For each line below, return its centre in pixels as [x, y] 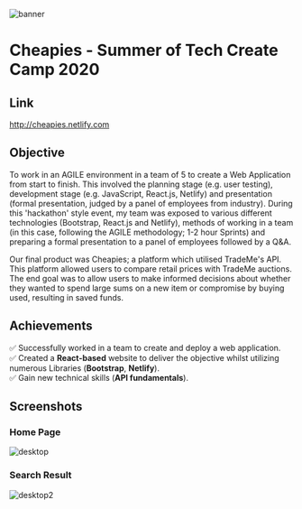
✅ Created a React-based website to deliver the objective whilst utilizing [144, 357]
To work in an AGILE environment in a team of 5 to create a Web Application [150, 174]
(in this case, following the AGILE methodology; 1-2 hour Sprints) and [137, 232]
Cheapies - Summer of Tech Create [144, 51]
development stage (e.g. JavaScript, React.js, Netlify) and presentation [141, 193]
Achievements [51, 326]
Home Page [35, 431]
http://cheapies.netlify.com [59, 125]
